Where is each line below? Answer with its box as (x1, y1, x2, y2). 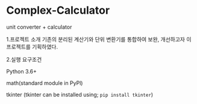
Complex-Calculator (6, 4, 110, 17)
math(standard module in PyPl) (6, 79, 83, 87)
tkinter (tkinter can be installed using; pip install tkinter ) (6, 91, 154, 98)
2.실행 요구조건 (6, 56, 42, 63)
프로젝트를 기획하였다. (6, 43, 58, 50)
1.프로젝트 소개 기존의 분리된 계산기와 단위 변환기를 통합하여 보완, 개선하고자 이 (6, 35, 192, 42)
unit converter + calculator (6, 23, 72, 30)
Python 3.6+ (6, 68, 37, 75)
